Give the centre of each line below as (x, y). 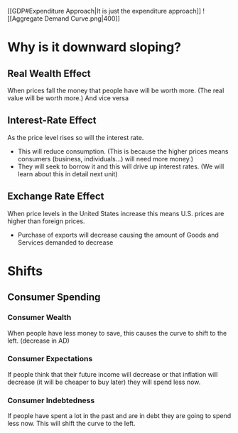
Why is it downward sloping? (94, 47)
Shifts (25, 271)
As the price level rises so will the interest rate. (76, 137)
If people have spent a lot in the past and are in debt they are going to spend (119, 416)
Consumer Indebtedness (51, 400)
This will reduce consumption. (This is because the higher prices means (123, 151)
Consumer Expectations (50, 359)
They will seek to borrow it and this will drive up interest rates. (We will (121, 166)
